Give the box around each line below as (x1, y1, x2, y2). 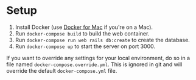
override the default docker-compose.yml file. (6, 67, 117, 74)
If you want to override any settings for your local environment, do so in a (6, 54, 191, 61)
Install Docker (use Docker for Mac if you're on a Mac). (15, 23, 153, 31)
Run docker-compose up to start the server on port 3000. (15, 43, 155, 50)
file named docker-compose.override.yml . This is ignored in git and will (6, 61, 183, 68)
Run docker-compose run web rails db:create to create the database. (15, 36, 190, 43)
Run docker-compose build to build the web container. (15, 29, 150, 37)
